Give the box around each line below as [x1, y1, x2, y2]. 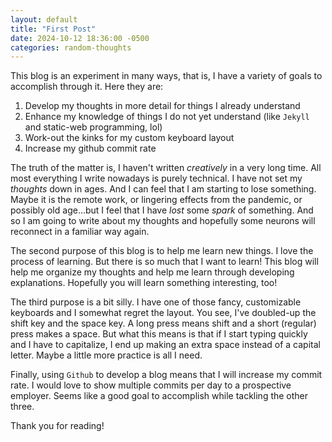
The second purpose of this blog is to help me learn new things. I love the [10, 245, 314, 257]
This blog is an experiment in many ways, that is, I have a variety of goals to [10, 70, 323, 82]
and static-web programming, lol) [24, 121, 163, 133]
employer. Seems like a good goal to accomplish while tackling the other [10, 390, 309, 402]
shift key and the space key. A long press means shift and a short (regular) [10, 317, 317, 330]
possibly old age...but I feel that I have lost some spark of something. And [10, 204, 314, 216]
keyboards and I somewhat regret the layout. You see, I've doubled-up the [10, 307, 317, 319]
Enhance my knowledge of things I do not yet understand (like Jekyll [24, 111, 310, 123]
